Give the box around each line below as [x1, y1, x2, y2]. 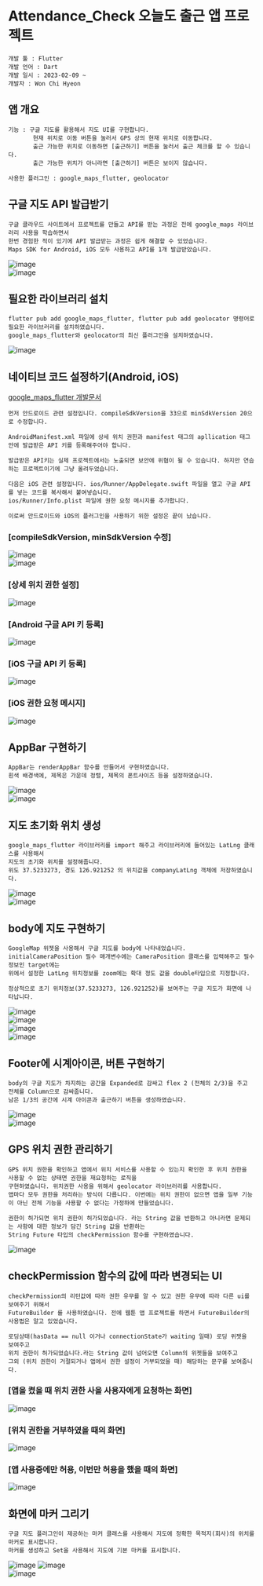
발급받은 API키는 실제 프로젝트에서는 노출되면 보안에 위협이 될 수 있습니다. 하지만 [8, 457, 241, 465]
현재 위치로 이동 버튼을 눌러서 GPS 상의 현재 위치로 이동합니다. [32, 134, 214, 142]
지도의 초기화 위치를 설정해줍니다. [8, 858, 104, 866]
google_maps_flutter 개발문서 [8, 393, 102, 402]
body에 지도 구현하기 [8, 922, 106, 935]
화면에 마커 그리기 [8, 1507, 89, 1520]
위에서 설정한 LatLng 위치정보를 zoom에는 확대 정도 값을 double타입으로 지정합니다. [8, 970, 250, 978]
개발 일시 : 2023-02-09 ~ [8, 71, 86, 79]
